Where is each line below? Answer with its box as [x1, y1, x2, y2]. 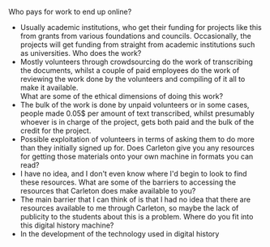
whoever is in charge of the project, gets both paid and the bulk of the [19, 117, 255, 126]
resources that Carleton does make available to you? [19, 186, 196, 195]
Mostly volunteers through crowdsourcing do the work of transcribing [19, 57, 254, 66]
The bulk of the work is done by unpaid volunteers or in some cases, [19, 100, 250, 109]
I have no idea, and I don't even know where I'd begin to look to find [19, 169, 247, 178]
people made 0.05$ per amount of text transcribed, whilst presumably [19, 109, 255, 118]
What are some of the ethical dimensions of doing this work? [19, 92, 224, 100]
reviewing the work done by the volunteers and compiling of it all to [19, 75, 246, 83]
